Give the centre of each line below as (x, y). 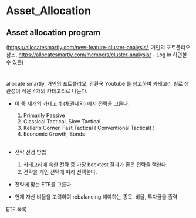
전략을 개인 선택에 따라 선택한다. (60, 172)
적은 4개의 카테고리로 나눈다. (55, 91)
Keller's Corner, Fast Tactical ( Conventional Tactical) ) (89, 128)
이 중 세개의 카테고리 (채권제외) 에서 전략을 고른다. (72, 103)
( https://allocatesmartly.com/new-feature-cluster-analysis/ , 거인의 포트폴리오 (98, 47)
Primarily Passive (44, 115)
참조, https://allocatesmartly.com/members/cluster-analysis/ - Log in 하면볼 (97, 55)
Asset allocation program (53, 33)
